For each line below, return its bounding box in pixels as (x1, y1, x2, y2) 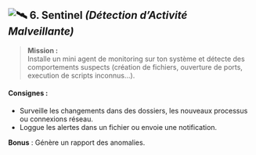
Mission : (27, 45, 59, 55)
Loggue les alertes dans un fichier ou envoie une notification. (19, 123, 218, 132)
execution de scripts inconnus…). (27, 70, 135, 80)
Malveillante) (8, 25, 74, 38)
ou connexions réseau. (19, 114, 94, 124)
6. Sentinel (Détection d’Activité (29, 9, 188, 22)
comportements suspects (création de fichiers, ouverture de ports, (27, 62, 243, 71)
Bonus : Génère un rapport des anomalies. (8, 138, 146, 147)
